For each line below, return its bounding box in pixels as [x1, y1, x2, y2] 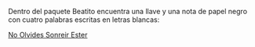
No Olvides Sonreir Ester [8, 31, 88, 39]
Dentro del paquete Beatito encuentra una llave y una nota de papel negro [8, 7, 248, 16]
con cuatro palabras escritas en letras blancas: [8, 15, 160, 24]
